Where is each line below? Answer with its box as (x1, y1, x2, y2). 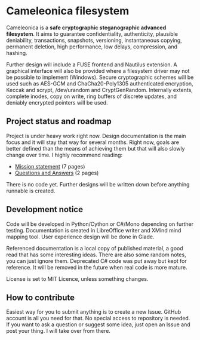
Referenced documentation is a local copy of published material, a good (6, 244, 183, 252)
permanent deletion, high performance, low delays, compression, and (6, 43, 178, 50)
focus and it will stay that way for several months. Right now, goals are (6, 139, 179, 146)
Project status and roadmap (6, 117, 112, 127)
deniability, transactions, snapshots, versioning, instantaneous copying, (6, 36, 182, 44)
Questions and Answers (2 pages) (14, 169, 99, 176)
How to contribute (6, 292, 75, 302)
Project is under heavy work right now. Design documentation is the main (6, 132, 186, 139)
